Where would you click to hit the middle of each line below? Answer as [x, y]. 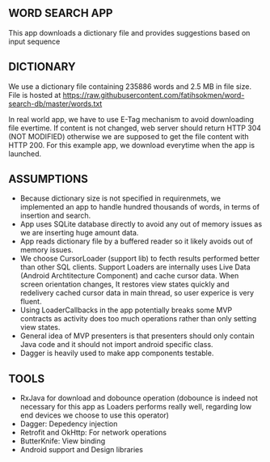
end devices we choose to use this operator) [95, 415]
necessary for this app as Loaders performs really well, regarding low [136, 407]
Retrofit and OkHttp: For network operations [93, 433]
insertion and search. [55, 216]
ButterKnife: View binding [63, 441]
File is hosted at [35, 95]
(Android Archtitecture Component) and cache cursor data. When [129, 276]
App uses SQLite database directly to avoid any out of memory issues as [141, 224]
